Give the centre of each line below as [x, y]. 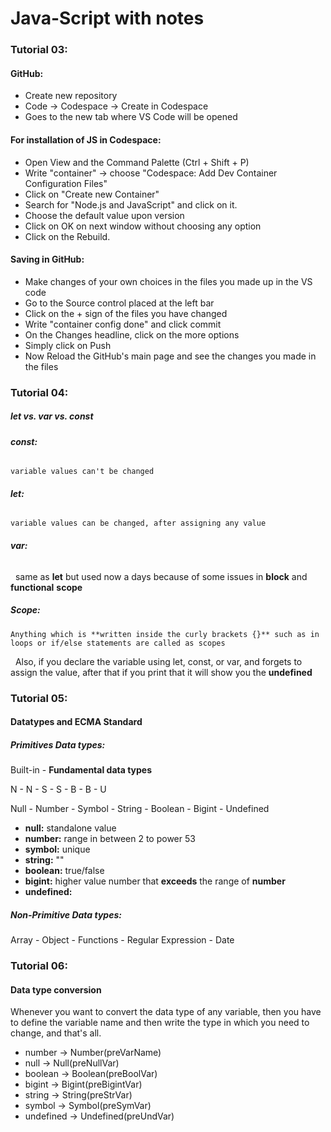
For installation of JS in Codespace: [86, 139]
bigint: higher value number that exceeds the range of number [155, 881]
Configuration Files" [66, 183]
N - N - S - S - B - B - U [58, 789]
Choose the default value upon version [104, 215]
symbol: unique [57, 849]
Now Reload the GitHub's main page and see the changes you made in [170, 356]
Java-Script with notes [107, 18]
